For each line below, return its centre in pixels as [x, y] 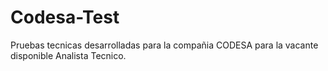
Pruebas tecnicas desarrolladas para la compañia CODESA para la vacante [164, 45]
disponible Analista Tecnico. [68, 55]
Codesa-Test [65, 17]
